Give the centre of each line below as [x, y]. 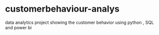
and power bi [18, 27]
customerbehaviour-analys [62, 9]
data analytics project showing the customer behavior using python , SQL [79, 22]
